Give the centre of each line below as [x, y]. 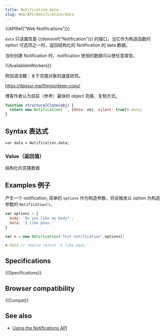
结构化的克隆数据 [22, 168]
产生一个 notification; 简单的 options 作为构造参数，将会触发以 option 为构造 [83, 198]
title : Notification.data [32, 10]
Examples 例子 [28, 185]
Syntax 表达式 [27, 131]
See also [19, 316]
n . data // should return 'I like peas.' [47, 245]
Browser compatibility [40, 288]
